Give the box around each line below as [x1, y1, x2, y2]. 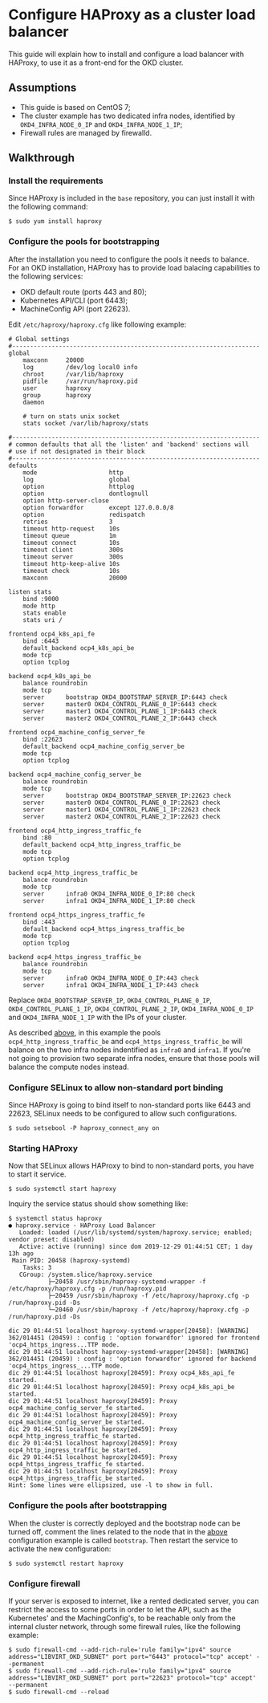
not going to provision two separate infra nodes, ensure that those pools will [8, 1053, 261, 1063]
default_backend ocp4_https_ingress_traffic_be [22, 925, 185, 933]
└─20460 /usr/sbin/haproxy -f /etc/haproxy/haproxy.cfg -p [47, 1306, 250, 1314]
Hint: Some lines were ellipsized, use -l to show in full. [8, 1481, 214, 1490]
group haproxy [22, 391, 91, 399]
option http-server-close [22, 496, 110, 505]
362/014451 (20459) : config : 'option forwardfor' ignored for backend [8, 1355, 257, 1364]
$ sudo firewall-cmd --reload [8, 1688, 110, 1696]
